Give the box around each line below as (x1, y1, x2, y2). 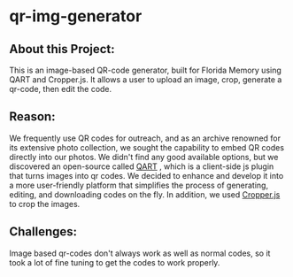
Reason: (9, 109, 56, 125)
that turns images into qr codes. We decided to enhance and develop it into (9, 170, 284, 181)
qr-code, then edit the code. (9, 84, 112, 94)
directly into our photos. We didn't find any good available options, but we (9, 151, 279, 162)
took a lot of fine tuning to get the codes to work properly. (9, 257, 220, 267)
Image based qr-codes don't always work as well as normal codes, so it (9, 248, 271, 258)
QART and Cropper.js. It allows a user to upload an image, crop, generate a (9, 74, 282, 85)
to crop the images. (9, 198, 81, 209)
